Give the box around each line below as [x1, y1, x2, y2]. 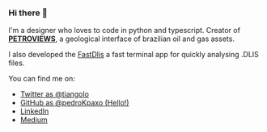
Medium [19, 115, 49, 125]
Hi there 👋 [8, 7, 49, 19]
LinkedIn [19, 106, 49, 116]
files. [8, 58, 25, 68]
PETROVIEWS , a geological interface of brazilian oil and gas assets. [8, 34, 235, 43]
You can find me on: [8, 74, 75, 84]
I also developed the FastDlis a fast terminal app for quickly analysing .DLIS [8, 50, 259, 60]
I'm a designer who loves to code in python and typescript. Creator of [8, 26, 241, 35]
